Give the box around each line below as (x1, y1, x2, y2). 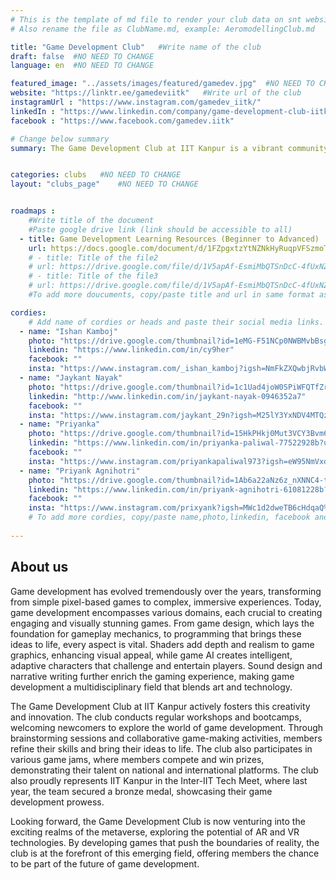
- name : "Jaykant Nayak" (19, 373, 123, 383)
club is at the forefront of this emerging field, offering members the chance (10, 847, 320, 859)
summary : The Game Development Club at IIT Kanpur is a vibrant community (10, 143, 329, 153)
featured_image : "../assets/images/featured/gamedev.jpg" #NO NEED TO (10, 79, 315, 89)
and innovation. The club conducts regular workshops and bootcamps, (10, 711, 302, 723)
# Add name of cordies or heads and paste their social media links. (28, 317, 325, 327)
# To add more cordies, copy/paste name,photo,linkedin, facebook (28, 512, 311, 523)
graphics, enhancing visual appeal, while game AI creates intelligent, (10, 649, 293, 661)
